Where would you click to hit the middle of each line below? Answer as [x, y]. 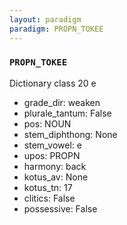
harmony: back [55, 166]
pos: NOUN [47, 123]
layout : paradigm [45, 19]
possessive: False [60, 208]
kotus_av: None [56, 177]
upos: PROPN [52, 155]
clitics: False [49, 198]
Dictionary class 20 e [53, 83]
